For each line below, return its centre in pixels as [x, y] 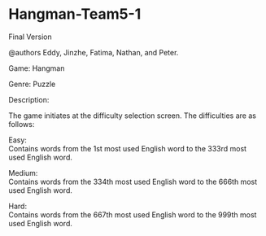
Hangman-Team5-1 [75, 14]
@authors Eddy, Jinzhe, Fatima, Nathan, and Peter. [94, 52]
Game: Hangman [37, 68]
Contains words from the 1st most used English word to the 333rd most [127, 148]
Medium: [23, 173]
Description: [29, 99]
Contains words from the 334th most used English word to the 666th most [133, 181]
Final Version [30, 37]
